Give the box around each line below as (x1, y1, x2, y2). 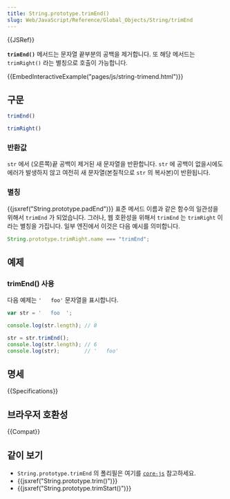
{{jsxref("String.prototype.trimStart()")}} (17, 484, 132, 493)
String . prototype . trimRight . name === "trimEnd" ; (7, 236, 150, 243)
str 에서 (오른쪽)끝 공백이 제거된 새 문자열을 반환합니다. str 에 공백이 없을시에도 (7, 160, 223, 168)
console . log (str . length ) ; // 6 (7, 341, 97, 348)
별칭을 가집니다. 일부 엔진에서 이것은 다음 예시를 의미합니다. (19, 222, 181, 230)
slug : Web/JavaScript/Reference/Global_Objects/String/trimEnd (7, 17, 193, 23)
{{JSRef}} (7, 35, 35, 44)
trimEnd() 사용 (7, 279, 55, 288)
